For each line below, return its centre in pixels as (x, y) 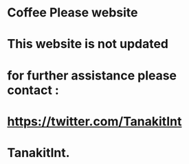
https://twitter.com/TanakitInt (94, 121)
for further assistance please (92, 75)
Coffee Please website (73, 13)
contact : (33, 90)
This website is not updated (88, 44)
